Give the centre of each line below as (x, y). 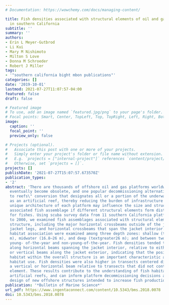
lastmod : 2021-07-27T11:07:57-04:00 (44, 89)
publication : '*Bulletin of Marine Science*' (54, 285)
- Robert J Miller (24, 66)
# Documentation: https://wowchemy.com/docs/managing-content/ (73, 10)
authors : (14, 38)
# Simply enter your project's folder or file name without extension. (84, 154)
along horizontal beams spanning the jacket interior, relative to (82, 248)
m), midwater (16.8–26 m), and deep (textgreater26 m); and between (83, 239)
